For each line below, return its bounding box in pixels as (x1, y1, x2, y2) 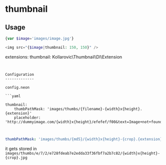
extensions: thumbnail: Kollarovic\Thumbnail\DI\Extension (5, 54, 123, 60)
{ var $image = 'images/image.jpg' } (5, 36, 74, 41)
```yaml (5, 94, 21, 99)
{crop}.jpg (5, 155, 28, 160)
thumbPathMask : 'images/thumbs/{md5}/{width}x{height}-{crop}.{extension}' (5, 136, 165, 141)
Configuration (5, 72, 35, 77)
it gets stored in (5, 145, 37, 151)
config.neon (5, 85, 30, 90)
